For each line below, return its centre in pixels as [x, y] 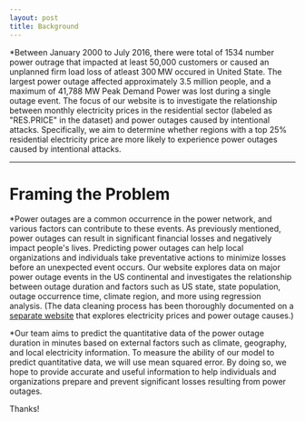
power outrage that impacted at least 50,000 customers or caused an [139, 62]
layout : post [34, 18]
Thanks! [25, 409]
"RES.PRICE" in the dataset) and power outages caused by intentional [140, 120]
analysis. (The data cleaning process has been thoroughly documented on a [152, 306]
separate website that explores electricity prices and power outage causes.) [152, 316]
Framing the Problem [90, 194]
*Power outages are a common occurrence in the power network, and [141, 219]
